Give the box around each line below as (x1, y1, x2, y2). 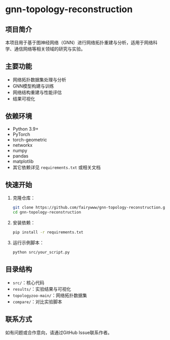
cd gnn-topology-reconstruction (12, 210, 81, 215)
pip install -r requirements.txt (12, 230, 84, 235)
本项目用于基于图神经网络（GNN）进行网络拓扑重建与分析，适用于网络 (5, 40, 153, 45)
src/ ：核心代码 (12, 280, 45, 286)
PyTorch (12, 131, 30, 137)
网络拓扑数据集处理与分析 (12, 76, 66, 82)
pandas (12, 152, 29, 159)
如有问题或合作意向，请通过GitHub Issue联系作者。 (5, 329, 113, 335)
